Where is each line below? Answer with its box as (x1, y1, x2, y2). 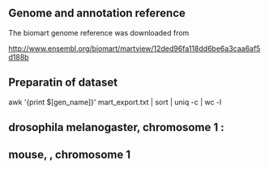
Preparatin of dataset (8, 76, 118, 90)
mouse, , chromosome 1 (8, 148, 131, 162)
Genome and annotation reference (8, 6, 186, 20)
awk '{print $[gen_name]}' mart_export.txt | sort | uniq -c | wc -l (8, 97, 222, 107)
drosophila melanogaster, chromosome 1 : (8, 120, 224, 134)
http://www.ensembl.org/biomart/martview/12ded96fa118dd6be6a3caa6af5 (8, 44, 261, 53)
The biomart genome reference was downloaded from (8, 27, 190, 37)
